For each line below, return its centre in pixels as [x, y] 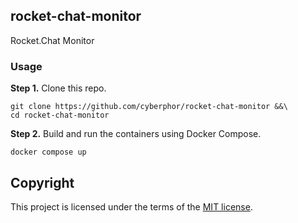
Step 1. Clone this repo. [58, 88]
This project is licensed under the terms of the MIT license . [131, 206]
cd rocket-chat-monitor [60, 115]
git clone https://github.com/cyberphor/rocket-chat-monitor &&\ [149, 107]
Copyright [42, 182]
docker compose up [48, 152]
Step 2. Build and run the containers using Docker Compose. [136, 134]
